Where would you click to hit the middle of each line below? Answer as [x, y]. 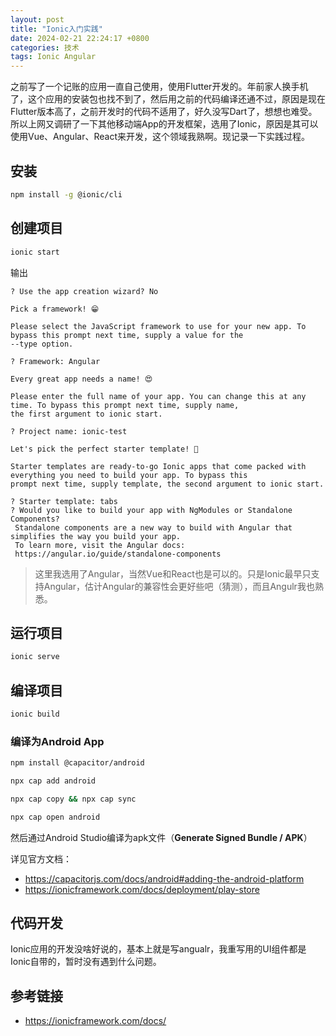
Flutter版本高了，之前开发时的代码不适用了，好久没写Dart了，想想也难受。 [164, 112]
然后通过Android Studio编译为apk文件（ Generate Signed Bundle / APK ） [161, 837]
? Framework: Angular [55, 361]
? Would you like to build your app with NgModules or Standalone [151, 510]
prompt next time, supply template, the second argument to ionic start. [167, 484]
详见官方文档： [41, 858]
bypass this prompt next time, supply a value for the [127, 335]
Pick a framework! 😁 [55, 309]
